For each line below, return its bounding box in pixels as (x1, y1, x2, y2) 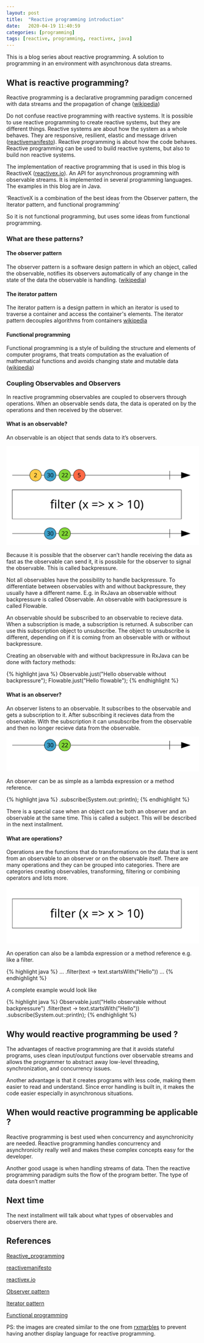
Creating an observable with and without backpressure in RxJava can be (6, 652, 189, 659)
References (6, 1236, 51, 1246)
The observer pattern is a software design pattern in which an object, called (6, 263, 197, 271)
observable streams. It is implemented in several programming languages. (6, 176, 193, 183)
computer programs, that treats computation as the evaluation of (6, 351, 169, 358)
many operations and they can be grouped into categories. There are (6, 861, 180, 869)
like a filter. (6, 956, 34, 963)
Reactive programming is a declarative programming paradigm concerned (6, 94, 192, 101)
